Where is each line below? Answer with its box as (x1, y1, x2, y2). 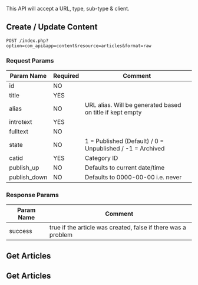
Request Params (6, 56, 54, 64)
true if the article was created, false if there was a (49, 224, 187, 232)
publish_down (9, 173, 48, 182)
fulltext (9, 127, 28, 136)
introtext (9, 118, 32, 126)
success (9, 227, 32, 235)
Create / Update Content (6, 22, 98, 32)
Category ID (84, 154, 118, 162)
